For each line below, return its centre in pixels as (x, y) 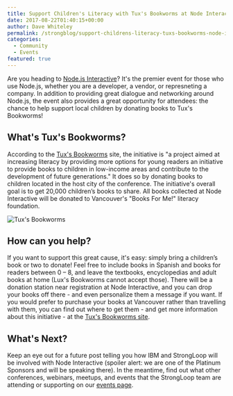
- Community (31, 46)
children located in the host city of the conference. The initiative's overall (111, 183)
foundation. (24, 206)
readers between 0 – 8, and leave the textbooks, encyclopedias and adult (112, 272)
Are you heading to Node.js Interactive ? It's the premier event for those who (115, 79)
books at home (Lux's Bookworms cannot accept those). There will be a (110, 280)
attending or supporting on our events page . (70, 385)
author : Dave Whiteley (40, 26)
